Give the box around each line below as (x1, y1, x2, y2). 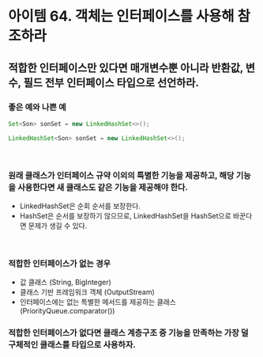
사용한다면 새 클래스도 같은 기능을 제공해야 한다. (17, 181, 188, 192)
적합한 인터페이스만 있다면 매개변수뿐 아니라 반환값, (8, 61, 243, 74)
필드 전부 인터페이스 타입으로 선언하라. (23, 76, 200, 89)
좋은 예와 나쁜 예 (8, 101, 66, 112)
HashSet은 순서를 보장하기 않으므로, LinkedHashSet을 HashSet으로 (19, 211, 231, 220)
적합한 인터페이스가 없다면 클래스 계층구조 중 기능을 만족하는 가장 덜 (8, 328, 249, 339)
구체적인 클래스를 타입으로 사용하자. (8, 340, 136, 351)
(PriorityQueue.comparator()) (19, 306, 115, 316)
